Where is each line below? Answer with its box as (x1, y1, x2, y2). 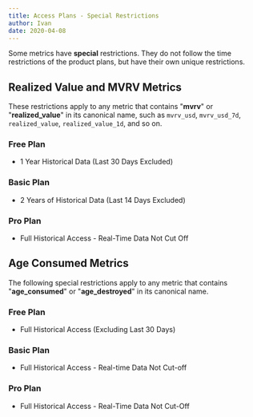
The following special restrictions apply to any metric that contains (8, 277, 228, 287)
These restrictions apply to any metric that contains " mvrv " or (8, 102, 214, 111)
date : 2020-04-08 (8, 26, 66, 34)
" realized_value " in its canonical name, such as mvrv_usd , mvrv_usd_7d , (8, 110, 242, 120)
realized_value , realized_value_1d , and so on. (8, 119, 163, 128)
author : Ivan (8, 19, 52, 27)
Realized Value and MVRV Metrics (8, 80, 182, 94)
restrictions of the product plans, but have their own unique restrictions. (8, 57, 246, 67)
